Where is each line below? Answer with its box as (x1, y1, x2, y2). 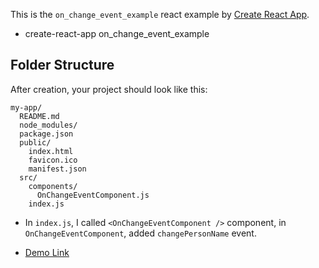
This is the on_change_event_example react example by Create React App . (10, 9, 310, 20)
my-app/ (10, 102, 43, 113)
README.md (19, 111, 60, 121)
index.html (28, 146, 74, 156)
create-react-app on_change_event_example (24, 28, 210, 39)
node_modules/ (19, 120, 78, 130)
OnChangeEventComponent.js (36, 190, 150, 200)
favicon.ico (28, 155, 78, 165)
